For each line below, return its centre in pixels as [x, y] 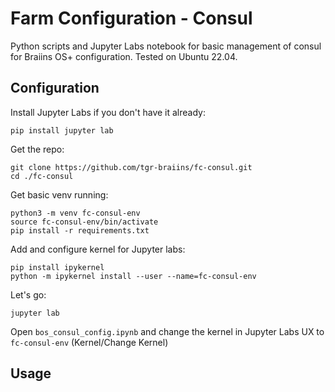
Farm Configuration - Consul [131, 18]
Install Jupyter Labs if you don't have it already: [108, 112]
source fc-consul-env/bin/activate [84, 222]
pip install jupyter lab [62, 130]
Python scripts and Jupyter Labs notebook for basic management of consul [166, 46]
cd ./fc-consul [42, 176]
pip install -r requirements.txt [80, 230]
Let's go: [28, 294]
